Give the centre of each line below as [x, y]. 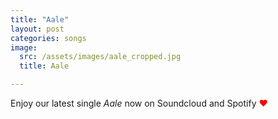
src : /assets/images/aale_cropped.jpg [100, 57]
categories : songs [48, 38]
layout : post [37, 29]
